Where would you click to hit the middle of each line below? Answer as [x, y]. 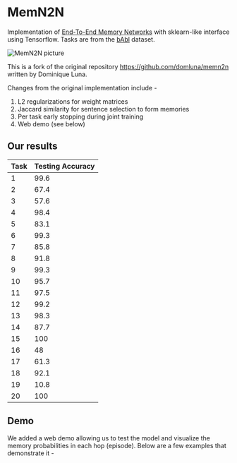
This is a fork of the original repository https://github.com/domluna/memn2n [118, 66]
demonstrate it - [31, 453]
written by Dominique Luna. [47, 74]
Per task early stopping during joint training [80, 116]
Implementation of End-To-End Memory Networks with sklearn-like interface [119, 32]
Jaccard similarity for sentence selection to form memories [103, 109]
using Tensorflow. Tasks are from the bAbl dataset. [81, 39]
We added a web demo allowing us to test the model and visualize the [109, 438]
